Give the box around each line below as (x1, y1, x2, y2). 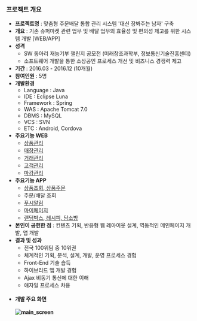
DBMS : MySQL (23, 112, 62, 119)
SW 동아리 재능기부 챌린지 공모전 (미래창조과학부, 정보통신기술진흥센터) (23, 50, 191, 57)
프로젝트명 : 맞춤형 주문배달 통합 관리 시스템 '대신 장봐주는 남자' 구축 (14, 20, 174, 28)
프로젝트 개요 (6, 5, 42, 13)
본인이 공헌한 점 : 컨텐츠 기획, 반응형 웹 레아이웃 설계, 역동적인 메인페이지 (14, 222, 185, 229)
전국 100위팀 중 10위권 (23, 244, 76, 252)
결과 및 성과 (14, 237, 42, 244)
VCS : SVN (23, 119, 51, 126)
